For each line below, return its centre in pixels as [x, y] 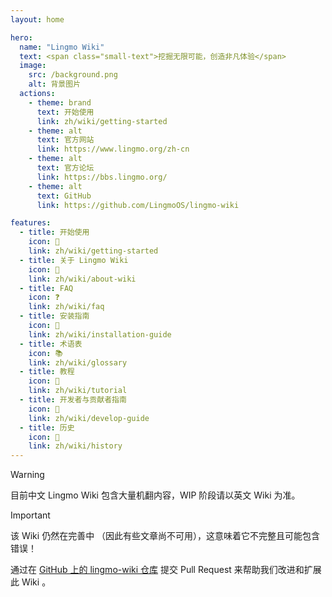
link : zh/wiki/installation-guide [100, 334]
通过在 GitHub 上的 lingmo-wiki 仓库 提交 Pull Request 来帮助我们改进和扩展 [166, 570]
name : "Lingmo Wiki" [62, 47]
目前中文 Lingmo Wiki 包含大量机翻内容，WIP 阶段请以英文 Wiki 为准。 [155, 495]
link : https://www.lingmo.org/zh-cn [113, 149]
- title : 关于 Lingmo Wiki [74, 260]
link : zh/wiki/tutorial [78, 391]
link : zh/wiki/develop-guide [89, 418]
